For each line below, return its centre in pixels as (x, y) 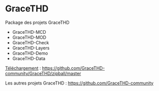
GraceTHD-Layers (31, 48)
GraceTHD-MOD (29, 37)
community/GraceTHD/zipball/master (43, 73)
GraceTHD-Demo (30, 53)
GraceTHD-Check (31, 42)
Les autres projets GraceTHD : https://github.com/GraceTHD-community (79, 83)
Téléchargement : (23, 68)
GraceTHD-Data (29, 58)
